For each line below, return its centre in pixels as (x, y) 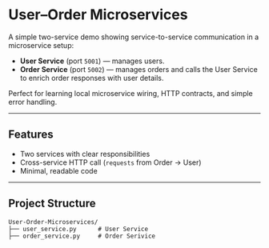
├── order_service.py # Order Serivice (82, 236)
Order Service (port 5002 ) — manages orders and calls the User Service (139, 69)
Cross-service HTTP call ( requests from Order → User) (110, 162)
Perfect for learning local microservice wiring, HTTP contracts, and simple (131, 93)
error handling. (33, 102)
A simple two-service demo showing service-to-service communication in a (134, 37)
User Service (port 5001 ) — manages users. (92, 61)
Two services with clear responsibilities (85, 154)
